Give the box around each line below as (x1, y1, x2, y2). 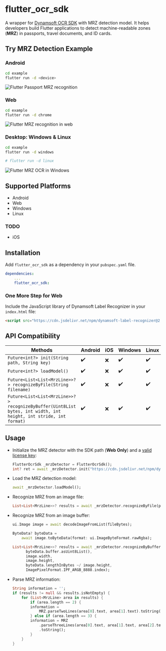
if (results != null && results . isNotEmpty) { (12, 590, 110, 596)
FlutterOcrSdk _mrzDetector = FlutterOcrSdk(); (12, 462, 112, 467)
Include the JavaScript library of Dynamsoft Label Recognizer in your (5, 303, 146, 310)
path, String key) (7, 360, 51, 366)
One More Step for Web (5, 292, 63, 299)
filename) (7, 387, 31, 392)
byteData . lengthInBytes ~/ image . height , (25, 563, 113, 568)
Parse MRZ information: (12, 576, 61, 582)
